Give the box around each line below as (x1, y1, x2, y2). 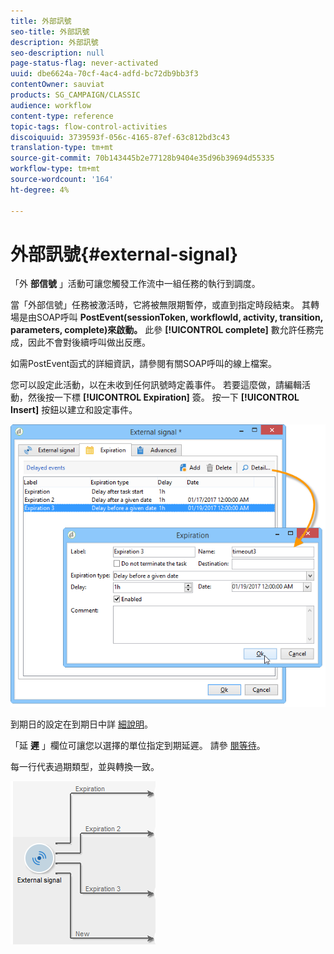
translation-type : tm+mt (10, 143, 114, 153)
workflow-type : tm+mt (10, 164, 101, 174)
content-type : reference (10, 111, 114, 121)
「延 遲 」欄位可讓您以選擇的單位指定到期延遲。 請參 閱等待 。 (10, 739, 266, 751)
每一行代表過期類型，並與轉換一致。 (10, 760, 160, 772)
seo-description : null (10, 48, 105, 58)
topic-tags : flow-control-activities (10, 121, 168, 132)
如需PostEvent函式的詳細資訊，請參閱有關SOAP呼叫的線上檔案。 (10, 358, 278, 370)
